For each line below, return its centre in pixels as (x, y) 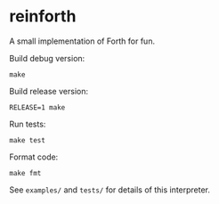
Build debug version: (47, 58)
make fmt (25, 173)
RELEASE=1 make (37, 107)
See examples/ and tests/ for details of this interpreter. (110, 190)
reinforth (43, 16)
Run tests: (28, 124)
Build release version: (49, 91)
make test (28, 140)
